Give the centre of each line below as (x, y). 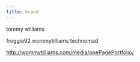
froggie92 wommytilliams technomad (52, 40)
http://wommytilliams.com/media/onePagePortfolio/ (70, 52)
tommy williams (26, 29)
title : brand (23, 12)
